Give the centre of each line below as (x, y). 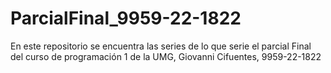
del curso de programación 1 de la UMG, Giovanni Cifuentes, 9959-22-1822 (166, 56)
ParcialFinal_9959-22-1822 (126, 18)
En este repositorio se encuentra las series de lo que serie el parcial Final (161, 46)
